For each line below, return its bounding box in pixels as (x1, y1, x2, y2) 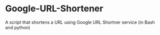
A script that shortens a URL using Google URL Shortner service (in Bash (5, 19, 155, 25)
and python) (5, 24, 30, 30)
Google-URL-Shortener (5, 3, 103, 14)
